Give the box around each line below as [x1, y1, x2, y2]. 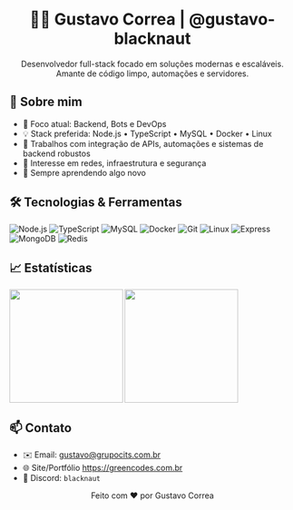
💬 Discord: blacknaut [22, 473, 102, 484]
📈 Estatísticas [9, 260, 93, 276]
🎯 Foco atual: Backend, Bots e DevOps [22, 118, 167, 129]
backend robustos [22, 148, 91, 159]
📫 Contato [9, 420, 73, 436]
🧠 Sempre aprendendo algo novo [22, 167, 147, 178]
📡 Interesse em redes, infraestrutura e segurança [22, 157, 207, 168]
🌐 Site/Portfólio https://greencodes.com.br [22, 463, 183, 474]
